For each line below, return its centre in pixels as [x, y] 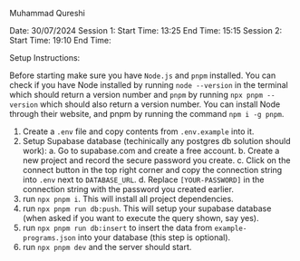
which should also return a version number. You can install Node [160, 104]
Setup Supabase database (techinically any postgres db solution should [156, 141]
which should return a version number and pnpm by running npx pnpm [136, 95]
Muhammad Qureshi [48, 13]
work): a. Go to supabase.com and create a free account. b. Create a [151, 150]
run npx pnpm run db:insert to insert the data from [117, 227]
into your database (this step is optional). [154, 237]
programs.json [49, 238]
